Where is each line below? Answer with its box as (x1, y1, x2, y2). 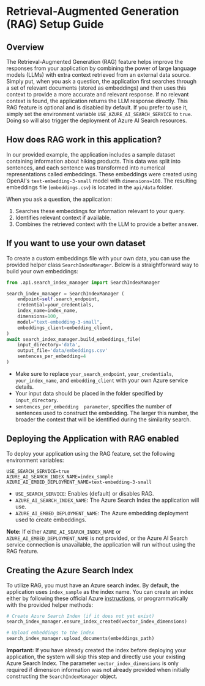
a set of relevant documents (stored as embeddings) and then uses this (6, 84, 187, 92)
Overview (6, 42, 45, 52)
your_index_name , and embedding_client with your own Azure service (15, 376, 188, 384)
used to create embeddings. (15, 516, 87, 523)
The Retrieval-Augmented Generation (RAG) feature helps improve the (6, 58, 184, 65)
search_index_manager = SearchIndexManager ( (6, 290, 124, 297)
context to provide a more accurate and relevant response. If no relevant (6, 91, 189, 98)
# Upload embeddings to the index (6, 629, 95, 636)
